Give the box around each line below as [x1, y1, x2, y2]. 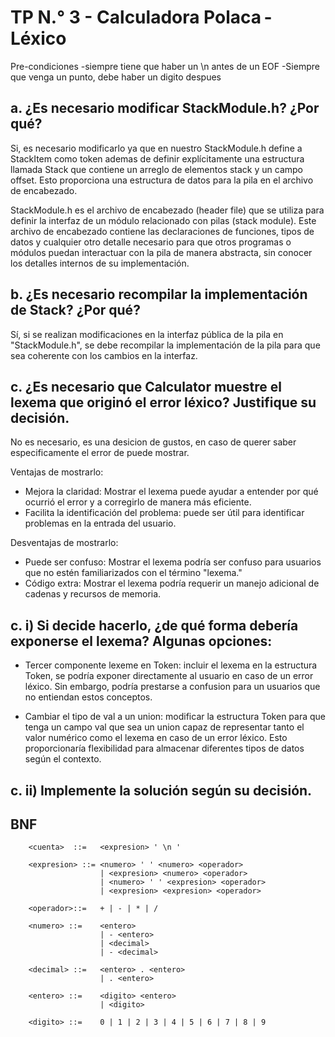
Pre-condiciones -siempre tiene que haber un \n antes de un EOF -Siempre [10, 60, 320, 72]
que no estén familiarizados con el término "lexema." [24, 567, 243, 579]
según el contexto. [24, 753, 102, 765]
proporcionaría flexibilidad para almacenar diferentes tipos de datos [24, 742, 305, 755]
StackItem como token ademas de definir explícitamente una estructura [10, 152, 305, 165]
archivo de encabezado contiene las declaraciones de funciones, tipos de [10, 225, 315, 237]
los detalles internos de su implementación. [10, 257, 190, 269]
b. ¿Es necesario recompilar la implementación [10, 286, 308, 303]
